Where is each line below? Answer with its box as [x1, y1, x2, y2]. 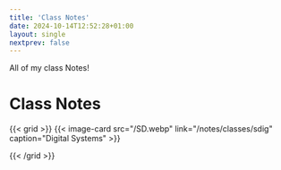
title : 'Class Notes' [9, 13, 90, 22]
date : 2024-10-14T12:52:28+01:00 [9, 21, 134, 30]
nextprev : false [9, 38, 70, 47]
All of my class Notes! [9, 63, 89, 73]
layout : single [9, 30, 66, 38]
